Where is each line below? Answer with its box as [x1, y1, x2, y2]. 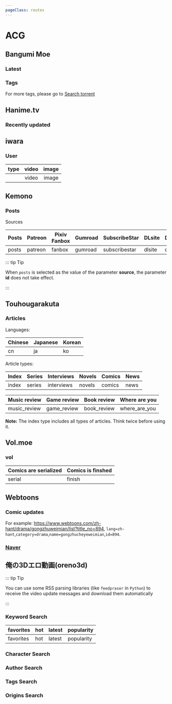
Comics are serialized [8, 467, 62, 474]
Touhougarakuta [5, 299, 60, 308]
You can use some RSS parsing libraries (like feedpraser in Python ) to [5, 585, 151, 591]
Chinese [8, 338, 29, 346]
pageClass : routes [5, 7, 45, 13]
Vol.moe [5, 439, 33, 447]
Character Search [5, 651, 50, 658]
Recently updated [5, 121, 51, 128]
